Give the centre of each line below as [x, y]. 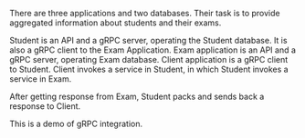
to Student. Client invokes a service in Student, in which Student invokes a [149, 69]
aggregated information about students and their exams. [116, 23]
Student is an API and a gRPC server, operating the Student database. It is [148, 40]
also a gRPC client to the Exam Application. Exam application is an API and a [153, 50]
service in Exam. [41, 79]
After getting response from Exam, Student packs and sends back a [137, 96]
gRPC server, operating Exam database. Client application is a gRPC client [149, 59]
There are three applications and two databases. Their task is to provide [145, 13]
